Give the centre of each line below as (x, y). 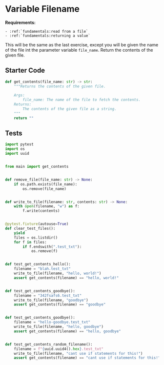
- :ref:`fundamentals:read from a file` (47, 31)
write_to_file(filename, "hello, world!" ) (58, 274)
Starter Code (25, 71)
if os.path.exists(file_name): (46, 184)
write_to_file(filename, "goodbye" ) (51, 300)
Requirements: (20, 22)
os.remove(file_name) (45, 189)
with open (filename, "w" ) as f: (47, 206)
